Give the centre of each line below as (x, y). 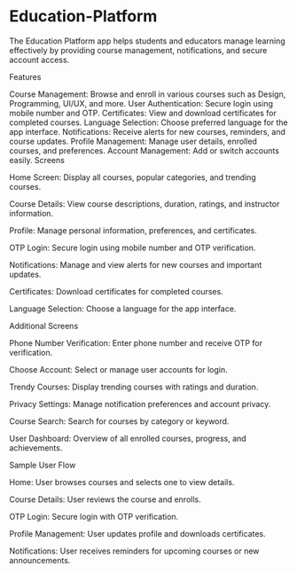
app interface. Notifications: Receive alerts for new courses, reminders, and (148, 131)
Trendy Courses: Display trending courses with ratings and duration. (134, 387)
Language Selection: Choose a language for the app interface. (123, 309)
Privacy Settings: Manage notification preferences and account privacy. (140, 404)
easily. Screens (37, 160)
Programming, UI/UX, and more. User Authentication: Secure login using (141, 103)
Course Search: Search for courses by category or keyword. (119, 421)
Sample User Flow (43, 465)
